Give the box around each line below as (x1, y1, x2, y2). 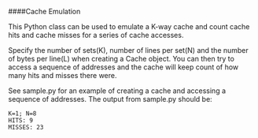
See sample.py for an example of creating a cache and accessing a (8, 86, 227, 95)
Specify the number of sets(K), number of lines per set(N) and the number (8, 46, 249, 54)
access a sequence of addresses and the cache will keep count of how (8, 62, 239, 72)
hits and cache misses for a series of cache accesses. (8, 31, 184, 39)
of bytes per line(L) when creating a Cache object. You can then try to (8, 54, 234, 63)
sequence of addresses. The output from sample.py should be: (8, 95, 212, 103)
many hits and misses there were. (8, 71, 117, 80)
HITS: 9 (8, 117, 34, 125)
